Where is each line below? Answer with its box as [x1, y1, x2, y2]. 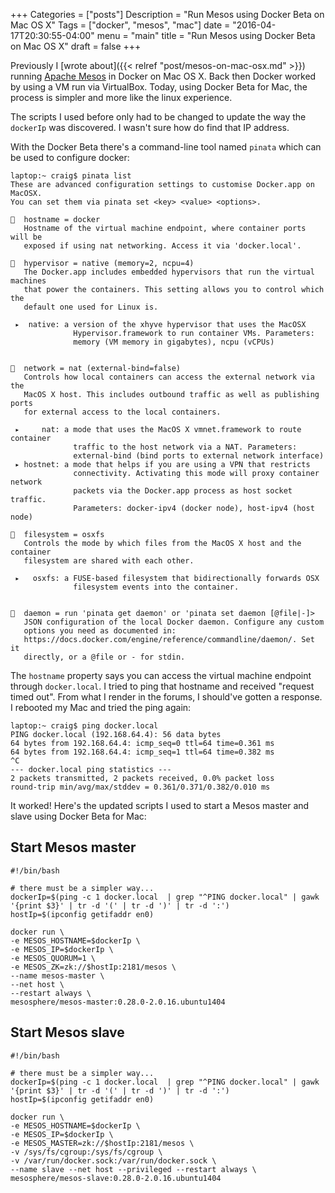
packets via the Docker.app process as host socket [73, 486, 293, 496]
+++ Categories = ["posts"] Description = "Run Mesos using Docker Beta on [10, 9, 325, 20]
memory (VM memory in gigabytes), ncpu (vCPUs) [73, 337, 275, 347]
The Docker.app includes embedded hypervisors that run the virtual [23, 267, 315, 277]
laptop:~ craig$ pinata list [10, 171, 132, 181]
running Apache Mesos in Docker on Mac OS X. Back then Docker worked [10, 70, 317, 82]
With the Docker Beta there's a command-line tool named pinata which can [10, 141, 322, 153]
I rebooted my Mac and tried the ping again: [10, 702, 192, 713]
